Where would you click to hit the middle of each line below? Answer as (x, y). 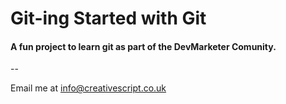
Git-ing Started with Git (108, 18)
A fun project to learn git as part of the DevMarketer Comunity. (143, 46)
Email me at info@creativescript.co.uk (88, 88)
